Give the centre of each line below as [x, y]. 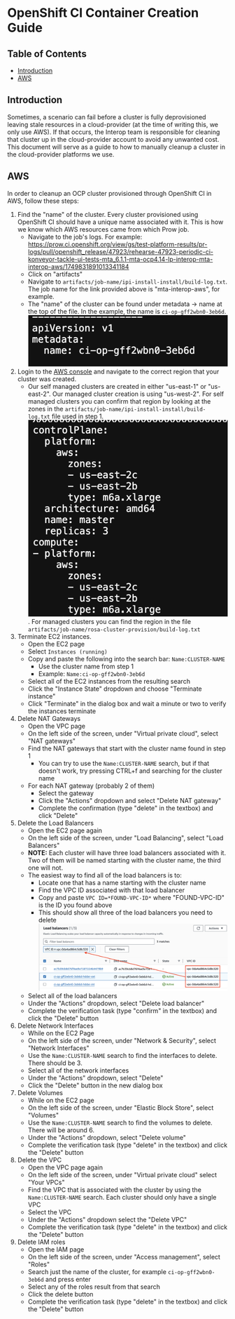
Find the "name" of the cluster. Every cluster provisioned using [108, 214]
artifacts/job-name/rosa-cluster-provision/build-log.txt [114, 630]
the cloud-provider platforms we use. [61, 154]
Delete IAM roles [41, 1242]
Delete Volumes [40, 1093]
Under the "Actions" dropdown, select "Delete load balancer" [116, 1003]
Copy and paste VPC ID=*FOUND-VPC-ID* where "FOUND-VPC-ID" [131, 898]
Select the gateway [66, 793]
